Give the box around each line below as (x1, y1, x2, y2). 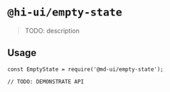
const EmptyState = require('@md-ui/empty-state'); (7, 66, 164, 73)
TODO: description (24, 26, 80, 35)
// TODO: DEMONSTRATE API (7, 78, 84, 85)
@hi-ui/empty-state (7, 6, 122, 19)
